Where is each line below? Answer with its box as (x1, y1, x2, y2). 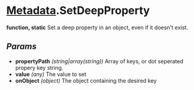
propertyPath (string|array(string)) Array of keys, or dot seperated (15, 57, 184, 64)
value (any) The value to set (15, 71, 87, 78)
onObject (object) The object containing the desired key (15, 77, 157, 84)
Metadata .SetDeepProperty (6, 4, 150, 18)
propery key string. (15, 64, 63, 71)
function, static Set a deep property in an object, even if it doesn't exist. (6, 24, 189, 31)
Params (6, 41, 37, 52)
